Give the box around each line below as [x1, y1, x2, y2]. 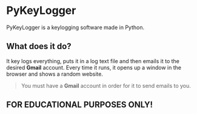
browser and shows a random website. [6, 70, 103, 78]
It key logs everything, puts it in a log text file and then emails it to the [6, 57, 180, 64]
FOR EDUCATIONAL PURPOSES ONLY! [6, 99, 153, 110]
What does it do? [6, 41, 72, 52]
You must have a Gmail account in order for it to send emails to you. [21, 82, 191, 89]
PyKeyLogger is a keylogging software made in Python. [6, 24, 144, 31]
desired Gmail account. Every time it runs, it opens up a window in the [6, 64, 182, 71]
